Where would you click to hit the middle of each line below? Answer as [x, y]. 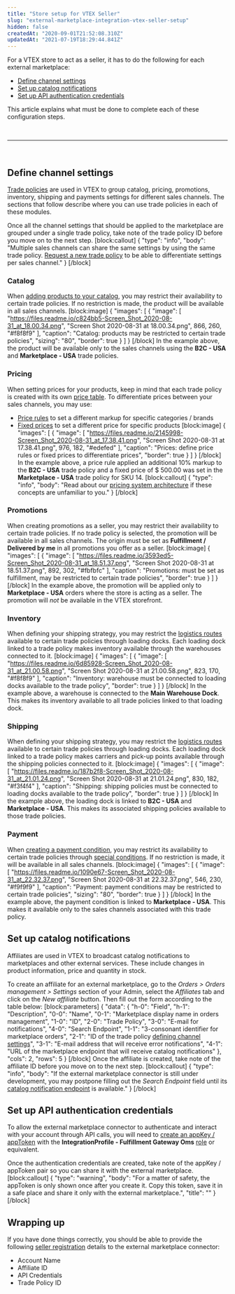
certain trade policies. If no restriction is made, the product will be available [116, 304]
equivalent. [23, 1150]
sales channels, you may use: [50, 404]
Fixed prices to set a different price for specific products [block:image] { [121, 425]
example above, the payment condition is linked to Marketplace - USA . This [116, 901]
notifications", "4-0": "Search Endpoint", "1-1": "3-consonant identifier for [113, 1029]
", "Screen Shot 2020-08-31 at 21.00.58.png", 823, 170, [141, 671]
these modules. [29, 212]
